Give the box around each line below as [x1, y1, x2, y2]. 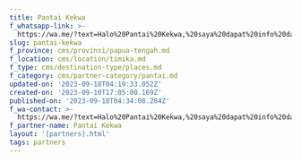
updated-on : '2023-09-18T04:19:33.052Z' [9, 80, 163, 89]
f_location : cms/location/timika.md [9, 55, 146, 64]
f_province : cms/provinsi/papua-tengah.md [9, 47, 170, 55]
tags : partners [9, 138, 66, 147]
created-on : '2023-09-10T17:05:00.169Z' [9, 88, 163, 97]
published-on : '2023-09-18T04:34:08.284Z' [9, 96, 170, 106]
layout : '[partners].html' [9, 130, 110, 139]
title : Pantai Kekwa [9, 13, 87, 22]
